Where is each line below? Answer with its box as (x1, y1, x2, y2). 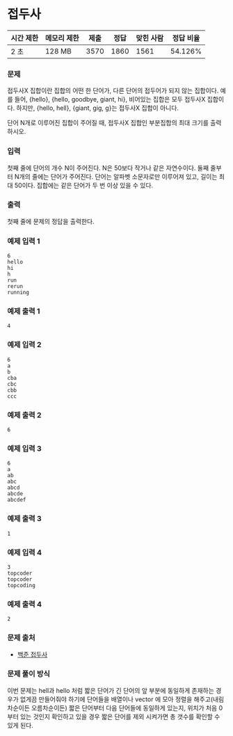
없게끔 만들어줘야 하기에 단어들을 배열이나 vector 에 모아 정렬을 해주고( (19, 695, 214, 703)
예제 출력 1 (7, 307, 40, 317)
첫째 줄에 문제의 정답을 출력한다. (7, 217, 95, 225)
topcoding (7, 582, 36, 589)
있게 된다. (7, 721, 33, 729)
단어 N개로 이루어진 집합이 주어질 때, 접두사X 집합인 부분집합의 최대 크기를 (7, 119, 209, 127)
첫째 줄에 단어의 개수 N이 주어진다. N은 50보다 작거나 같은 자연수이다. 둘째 (7, 163, 209, 172)
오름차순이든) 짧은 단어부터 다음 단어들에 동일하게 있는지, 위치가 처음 (31, 703, 218, 712)
